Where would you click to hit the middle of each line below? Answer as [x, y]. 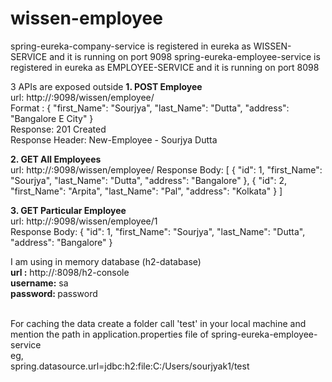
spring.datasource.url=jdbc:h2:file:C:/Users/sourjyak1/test [130, 366]
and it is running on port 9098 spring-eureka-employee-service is [185, 56]
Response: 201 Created [58, 129]
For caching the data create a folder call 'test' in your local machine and [158, 323]
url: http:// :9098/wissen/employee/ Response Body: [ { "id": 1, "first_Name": [166, 169]
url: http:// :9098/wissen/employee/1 [84, 221]
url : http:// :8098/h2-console [70, 272]
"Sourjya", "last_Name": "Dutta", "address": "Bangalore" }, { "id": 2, [149, 180]
